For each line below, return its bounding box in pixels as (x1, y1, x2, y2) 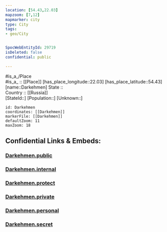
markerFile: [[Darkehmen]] (5, 114, 63, 119)
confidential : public (5, 54, 52, 59)
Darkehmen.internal (5, 165, 56, 173)
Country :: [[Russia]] (5, 89, 48, 95)
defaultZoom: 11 (5, 118, 40, 123)
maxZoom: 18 (5, 122, 31, 128)
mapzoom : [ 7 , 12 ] (5, 12, 40, 17)
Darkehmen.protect (5, 179, 55, 186)
